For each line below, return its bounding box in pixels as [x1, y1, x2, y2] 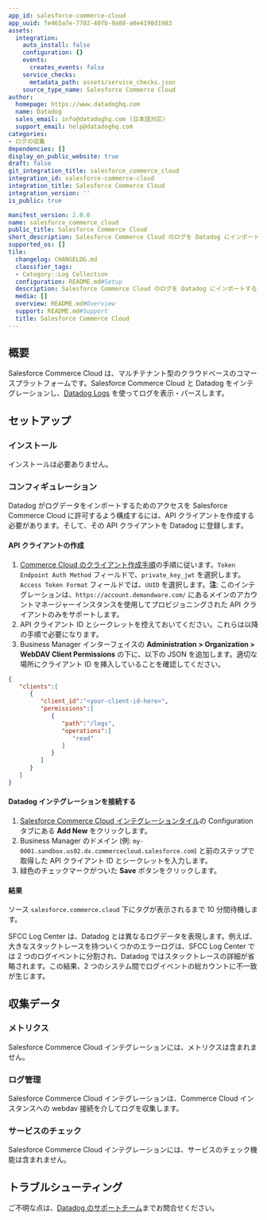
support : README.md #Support [15, 307, 109, 315]
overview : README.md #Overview [15, 300, 115, 308]
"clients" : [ [18, 682, 59, 691]
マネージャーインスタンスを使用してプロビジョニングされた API [33, 599, 242, 609]
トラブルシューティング [8, 1180, 123, 1194]
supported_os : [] [8, 240, 66, 249]
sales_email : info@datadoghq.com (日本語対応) [15, 115, 167, 123]
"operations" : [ [61, 727, 112, 735]
